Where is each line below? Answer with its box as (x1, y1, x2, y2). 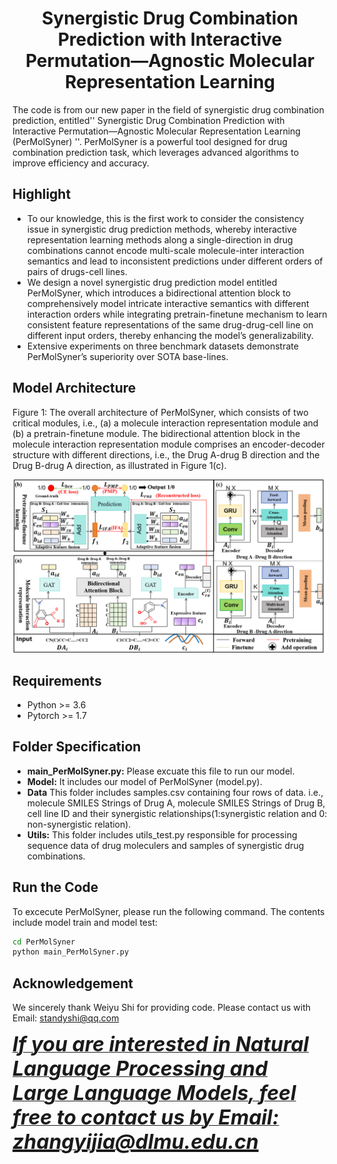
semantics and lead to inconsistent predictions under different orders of (26, 255, 324, 267)
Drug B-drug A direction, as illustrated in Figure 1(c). (12, 459, 227, 471)
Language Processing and (12, 1056, 269, 1082)
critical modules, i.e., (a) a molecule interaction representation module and (12, 417, 319, 429)
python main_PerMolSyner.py (12, 947, 130, 957)
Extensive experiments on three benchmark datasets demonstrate (26, 340, 299, 352)
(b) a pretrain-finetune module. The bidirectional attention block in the (12, 427, 301, 439)
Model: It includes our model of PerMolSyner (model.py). (26, 775, 263, 787)
